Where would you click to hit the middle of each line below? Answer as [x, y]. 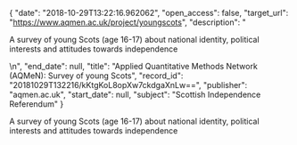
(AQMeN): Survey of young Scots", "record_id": [96, 76]
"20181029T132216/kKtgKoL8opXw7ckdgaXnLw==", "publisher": [128, 85]
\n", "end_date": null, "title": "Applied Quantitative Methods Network [134, 66]
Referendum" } [37, 104]
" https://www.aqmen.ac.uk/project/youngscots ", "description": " [128, 22]
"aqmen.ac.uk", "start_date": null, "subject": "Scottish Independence [135, 94]
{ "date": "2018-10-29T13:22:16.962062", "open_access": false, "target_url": [149, 13]
